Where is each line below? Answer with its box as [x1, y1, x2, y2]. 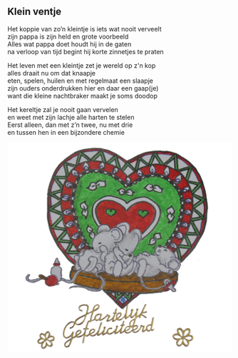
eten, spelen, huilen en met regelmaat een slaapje [7, 76, 153, 85]
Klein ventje [7, 6, 62, 18]
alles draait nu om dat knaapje [7, 68, 96, 77]
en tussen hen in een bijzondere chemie [7, 128, 125, 136]
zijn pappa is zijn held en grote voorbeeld [7, 32, 129, 41]
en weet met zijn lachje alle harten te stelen [7, 113, 135, 121]
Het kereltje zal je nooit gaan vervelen [7, 105, 119, 113]
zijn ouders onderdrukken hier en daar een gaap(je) [7, 83, 159, 92]
